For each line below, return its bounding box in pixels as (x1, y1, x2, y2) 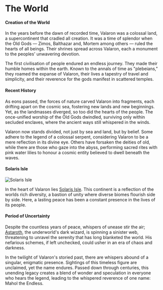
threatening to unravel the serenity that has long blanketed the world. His (5, 235, 152, 240)
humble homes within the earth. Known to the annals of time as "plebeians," (5, 66, 158, 72)
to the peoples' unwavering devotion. (5, 51, 80, 57)
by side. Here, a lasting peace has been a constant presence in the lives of (5, 196, 156, 202)
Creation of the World (5, 19, 50, 25)
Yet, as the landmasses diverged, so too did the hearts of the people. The (5, 109, 153, 115)
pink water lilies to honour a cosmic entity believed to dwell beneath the (5, 149, 150, 155)
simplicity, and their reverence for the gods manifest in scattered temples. (5, 76, 154, 82)
